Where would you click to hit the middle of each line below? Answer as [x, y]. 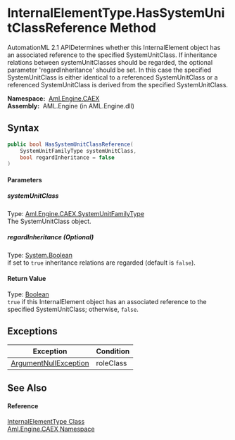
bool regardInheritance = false [67, 157]
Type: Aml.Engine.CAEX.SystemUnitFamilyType [76, 213]
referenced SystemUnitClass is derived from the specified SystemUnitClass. [118, 84]
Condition [113, 351]
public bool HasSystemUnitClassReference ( [70, 144]
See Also [27, 388]
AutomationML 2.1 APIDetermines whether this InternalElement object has [114, 47]
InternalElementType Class [46, 422]
